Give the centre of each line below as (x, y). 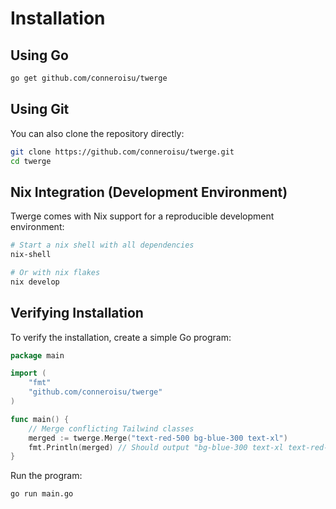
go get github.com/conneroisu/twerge (89, 78)
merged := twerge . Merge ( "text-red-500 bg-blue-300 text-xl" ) (158, 438)
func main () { (40, 419)
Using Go (39, 55)
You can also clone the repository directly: (97, 133)
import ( (28, 373)
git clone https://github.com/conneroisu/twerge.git (122, 152)
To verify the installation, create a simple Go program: (121, 337)
